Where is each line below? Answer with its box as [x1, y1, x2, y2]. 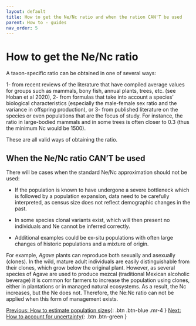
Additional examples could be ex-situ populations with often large [14, 234, 173, 241]
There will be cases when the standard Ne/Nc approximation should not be [6, 169, 188, 176]
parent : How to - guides [6, 19, 67, 25]
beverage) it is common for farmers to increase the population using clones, [6, 277, 190, 284]
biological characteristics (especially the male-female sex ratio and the [6, 100, 177, 107]
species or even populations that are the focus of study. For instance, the [6, 112, 183, 119]
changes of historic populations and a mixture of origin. [14, 240, 149, 247]
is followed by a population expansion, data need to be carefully [14, 193, 170, 200]
